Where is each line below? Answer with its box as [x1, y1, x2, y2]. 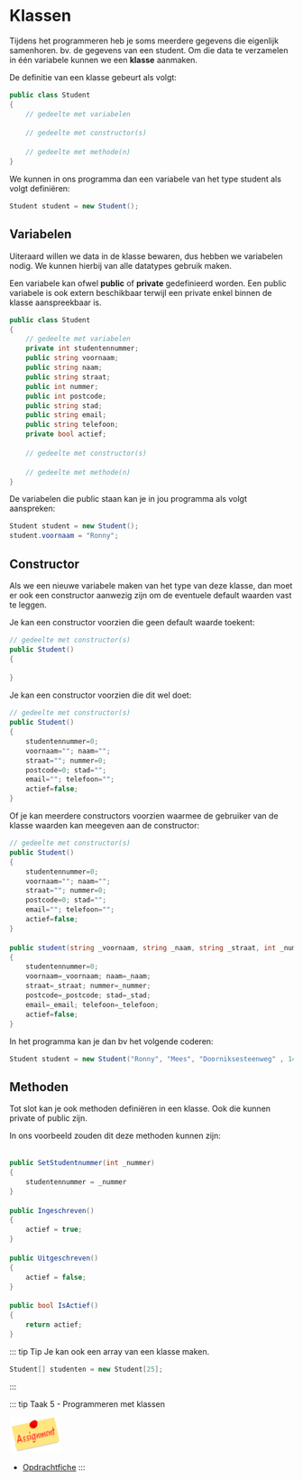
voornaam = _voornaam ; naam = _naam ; [25, 972, 151, 981]
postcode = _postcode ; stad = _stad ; [25, 991, 151, 1000]
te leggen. [9, 599, 47, 610]
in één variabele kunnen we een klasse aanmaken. [9, 54, 198, 65]
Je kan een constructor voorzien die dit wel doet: [9, 690, 192, 700]
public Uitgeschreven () [9, 1254, 99, 1263]
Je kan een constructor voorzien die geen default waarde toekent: [9, 616, 255, 627]
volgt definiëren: [9, 182, 70, 194]
